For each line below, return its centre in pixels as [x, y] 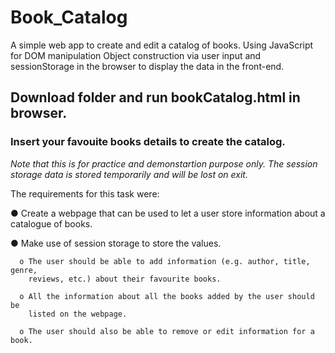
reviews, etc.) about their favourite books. [125, 279]
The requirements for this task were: [85, 193]
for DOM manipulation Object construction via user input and [136, 55]
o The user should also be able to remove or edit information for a [167, 331]
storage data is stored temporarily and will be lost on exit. [129, 174]
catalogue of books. [51, 223]
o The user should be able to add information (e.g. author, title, [165, 261]
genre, [24, 270]
